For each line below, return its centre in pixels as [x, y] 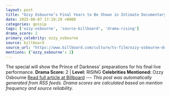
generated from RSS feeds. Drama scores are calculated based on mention [84, 83]
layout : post [19, 10]
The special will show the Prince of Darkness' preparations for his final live [83, 67]
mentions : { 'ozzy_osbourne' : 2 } [40, 52]
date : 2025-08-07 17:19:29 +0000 [41, 19]
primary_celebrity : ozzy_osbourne [42, 38]
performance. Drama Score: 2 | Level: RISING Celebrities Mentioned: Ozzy [84, 72]
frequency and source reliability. [39, 88]
